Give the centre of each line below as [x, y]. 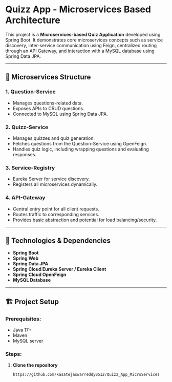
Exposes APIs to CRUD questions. [48, 108]
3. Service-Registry [30, 167]
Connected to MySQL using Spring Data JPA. [60, 114]
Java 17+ [22, 330]
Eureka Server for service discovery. [51, 179]
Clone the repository [35, 365]
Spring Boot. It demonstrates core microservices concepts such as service [84, 40]
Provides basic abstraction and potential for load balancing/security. [85, 220]
